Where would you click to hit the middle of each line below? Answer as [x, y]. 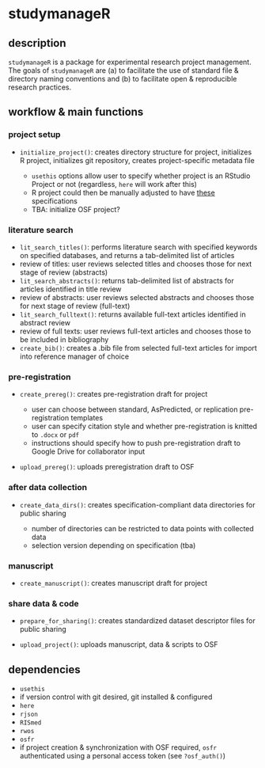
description [37, 43]
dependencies [44, 669]
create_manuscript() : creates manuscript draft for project [114, 583]
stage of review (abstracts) [64, 272]
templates [87, 418]
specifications [54, 201]
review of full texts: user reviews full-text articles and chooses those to [135, 331]
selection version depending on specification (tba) [114, 545]
